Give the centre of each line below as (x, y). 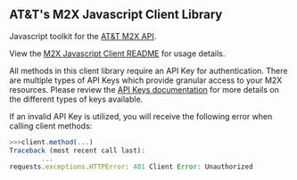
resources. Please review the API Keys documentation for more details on (144, 89)
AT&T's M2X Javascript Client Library (116, 15)
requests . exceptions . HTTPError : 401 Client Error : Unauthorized (131, 167)
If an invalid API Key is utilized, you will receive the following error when (141, 116)
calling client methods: (51, 126)
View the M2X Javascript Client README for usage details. (117, 53)
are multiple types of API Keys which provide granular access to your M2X (146, 80)
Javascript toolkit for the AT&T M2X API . (83, 36)
